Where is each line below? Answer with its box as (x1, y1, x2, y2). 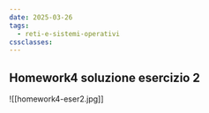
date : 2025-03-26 (9, 12, 73, 22)
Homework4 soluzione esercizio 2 (9, 70, 200, 85)
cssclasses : (9, 37, 53, 47)
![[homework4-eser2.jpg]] (9, 94, 104, 104)
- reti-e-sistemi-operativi (17, 29, 121, 38)
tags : (9, 21, 29, 30)
